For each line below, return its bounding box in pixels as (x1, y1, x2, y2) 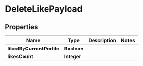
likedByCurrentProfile (7, 45, 60, 52)
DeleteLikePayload (5, 3, 83, 15)
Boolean (64, 45, 84, 52)
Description (88, 37, 117, 44)
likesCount (7, 53, 33, 60)
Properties (5, 23, 38, 31)
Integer (64, 53, 82, 60)
